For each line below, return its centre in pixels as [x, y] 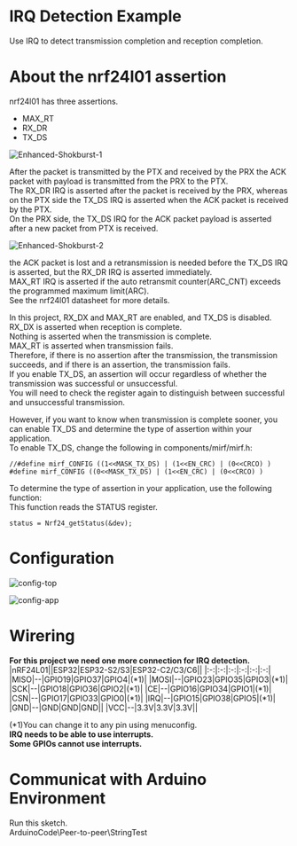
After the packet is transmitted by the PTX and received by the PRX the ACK [148, 171]
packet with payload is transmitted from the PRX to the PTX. [119, 181]
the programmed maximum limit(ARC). [79, 291]
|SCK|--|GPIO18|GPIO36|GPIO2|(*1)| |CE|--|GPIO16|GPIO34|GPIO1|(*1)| [141, 688]
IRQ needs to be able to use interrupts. [81, 734]
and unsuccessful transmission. [67, 402]
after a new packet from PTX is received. [84, 228]
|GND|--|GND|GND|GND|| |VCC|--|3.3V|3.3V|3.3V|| [103, 708]
